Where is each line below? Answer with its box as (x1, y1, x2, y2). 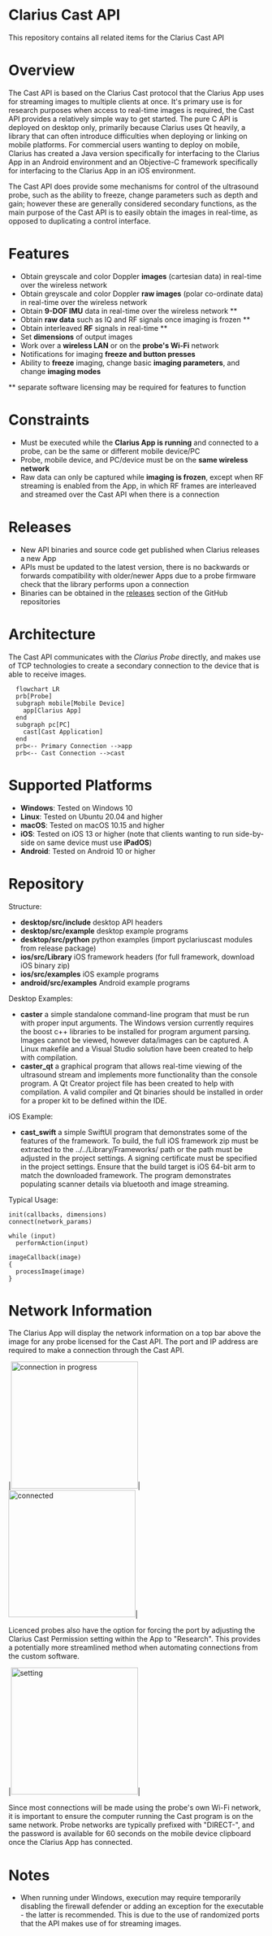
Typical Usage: (8, 1194, 58, 1204)
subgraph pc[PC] (15, 720, 71, 729)
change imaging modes (19, 366, 101, 376)
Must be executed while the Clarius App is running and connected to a (19, 437, 259, 447)
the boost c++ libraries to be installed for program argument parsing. (19, 1026, 251, 1036)
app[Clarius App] (23, 706, 82, 715)
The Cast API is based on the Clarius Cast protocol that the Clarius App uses (8, 88, 265, 98)
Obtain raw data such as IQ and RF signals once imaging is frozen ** (19, 315, 250, 324)
